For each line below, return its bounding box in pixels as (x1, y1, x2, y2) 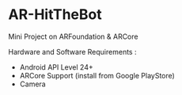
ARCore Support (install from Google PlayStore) (19, 70, 176, 80)
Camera (19, 79, 46, 89)
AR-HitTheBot (8, 6, 102, 24)
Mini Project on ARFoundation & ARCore (8, 32, 138, 41)
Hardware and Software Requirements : (8, 47, 137, 56)
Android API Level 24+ (19, 62, 93, 72)
